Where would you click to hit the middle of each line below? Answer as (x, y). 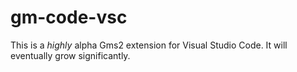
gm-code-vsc (69, 17)
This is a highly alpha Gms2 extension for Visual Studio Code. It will (149, 45)
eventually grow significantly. (70, 55)
